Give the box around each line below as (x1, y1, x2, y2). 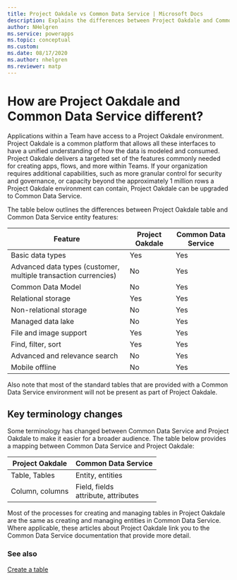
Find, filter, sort (11, 339, 61, 349)
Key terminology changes (7, 408, 123, 420)
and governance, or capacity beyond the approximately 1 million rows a (7, 176, 214, 185)
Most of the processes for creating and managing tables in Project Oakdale (7, 509, 226, 517)
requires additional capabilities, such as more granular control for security (7, 169, 222, 177)
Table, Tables (11, 471, 55, 481)
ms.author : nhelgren (7, 56, 68, 64)
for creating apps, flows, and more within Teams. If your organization (7, 162, 208, 170)
